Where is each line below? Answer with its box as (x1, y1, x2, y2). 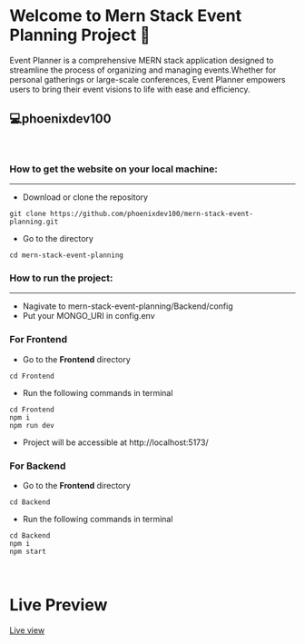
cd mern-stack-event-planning (9, 251, 124, 260)
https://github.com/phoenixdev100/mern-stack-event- (49, 210, 254, 219)
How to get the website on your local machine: (9, 163, 218, 175)
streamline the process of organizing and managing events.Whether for (9, 64, 277, 75)
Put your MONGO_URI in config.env (22, 311, 156, 322)
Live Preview (9, 595, 108, 616)
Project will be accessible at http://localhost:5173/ (22, 437, 209, 448)
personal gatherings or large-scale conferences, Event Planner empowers (9, 74, 286, 84)
